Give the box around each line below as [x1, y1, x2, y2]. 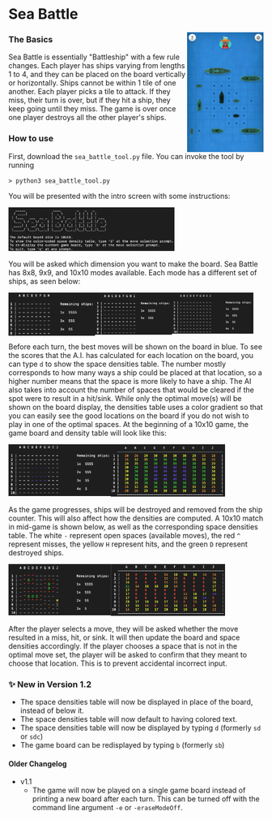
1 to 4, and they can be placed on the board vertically [8, 70, 186, 80]
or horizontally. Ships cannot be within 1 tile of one [8, 78, 176, 88]
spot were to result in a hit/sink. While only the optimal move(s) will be [8, 393, 242, 403]
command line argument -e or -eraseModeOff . [32, 803, 184, 813]
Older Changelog [8, 758, 67, 768]
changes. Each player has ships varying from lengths [8, 61, 185, 71]
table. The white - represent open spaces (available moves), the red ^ [8, 530, 241, 540]
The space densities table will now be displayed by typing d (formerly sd [19, 723, 261, 733]
